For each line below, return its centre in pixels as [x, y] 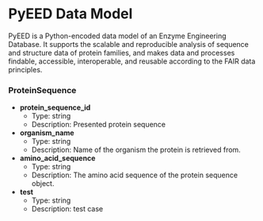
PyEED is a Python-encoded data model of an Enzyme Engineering [118, 36]
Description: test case [67, 209]
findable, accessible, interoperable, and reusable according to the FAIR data [132, 61]
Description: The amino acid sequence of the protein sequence [135, 175]
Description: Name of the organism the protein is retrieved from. [136, 150]
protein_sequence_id [55, 107]
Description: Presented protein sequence [99, 125]
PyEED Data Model [71, 14]
